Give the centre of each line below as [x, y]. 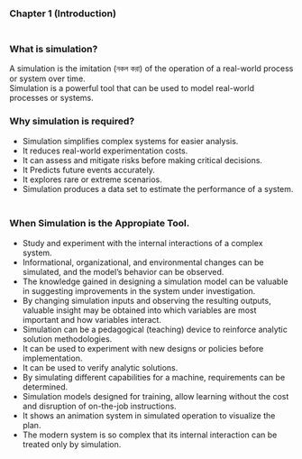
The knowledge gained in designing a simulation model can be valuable [155, 281]
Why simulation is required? [72, 122]
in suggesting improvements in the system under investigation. [139, 290]
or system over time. [47, 78]
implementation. [52, 358]
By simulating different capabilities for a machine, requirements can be [154, 377]
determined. [45, 387]
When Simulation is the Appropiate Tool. [100, 224]
